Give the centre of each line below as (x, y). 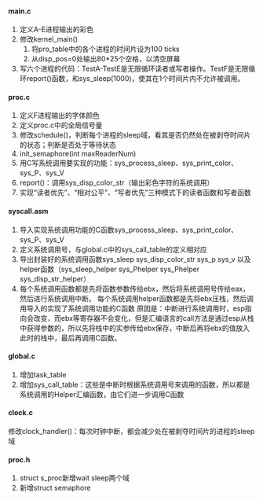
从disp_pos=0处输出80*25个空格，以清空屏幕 (106, 59)
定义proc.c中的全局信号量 (61, 125)
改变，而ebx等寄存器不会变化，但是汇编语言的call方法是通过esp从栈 (144, 318)
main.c (20, 11)
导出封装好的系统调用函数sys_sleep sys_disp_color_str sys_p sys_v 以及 (135, 259)
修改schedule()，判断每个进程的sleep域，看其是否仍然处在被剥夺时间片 (135, 135)
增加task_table (43, 374)
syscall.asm (28, 211)
